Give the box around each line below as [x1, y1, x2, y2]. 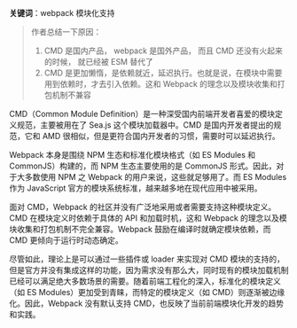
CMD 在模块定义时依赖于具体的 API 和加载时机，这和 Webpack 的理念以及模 [9, 213, 288, 223]
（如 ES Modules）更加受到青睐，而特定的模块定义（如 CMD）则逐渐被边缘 [9, 287, 285, 297]
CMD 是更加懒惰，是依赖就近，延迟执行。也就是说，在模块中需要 [43, 67, 283, 78]
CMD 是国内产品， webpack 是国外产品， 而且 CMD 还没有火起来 [43, 45, 284, 56]
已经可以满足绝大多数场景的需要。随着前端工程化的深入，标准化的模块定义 [9, 276, 281, 286]
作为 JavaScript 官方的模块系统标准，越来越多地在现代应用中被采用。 [9, 183, 263, 193]
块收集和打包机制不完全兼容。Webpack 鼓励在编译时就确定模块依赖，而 [9, 224, 272, 234]
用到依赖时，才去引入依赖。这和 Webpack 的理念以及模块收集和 [43, 79, 277, 89]
